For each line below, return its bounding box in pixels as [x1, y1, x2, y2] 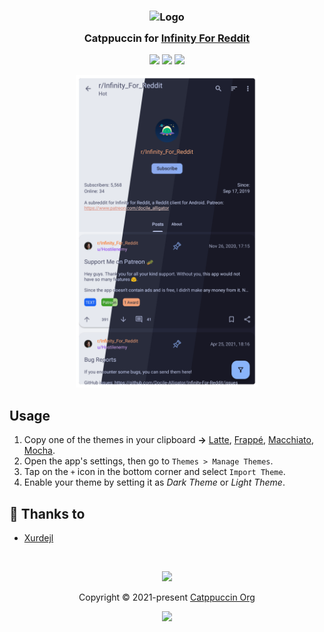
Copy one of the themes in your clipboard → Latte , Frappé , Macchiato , [23, 434, 314, 446]
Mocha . [23, 445, 56, 457]
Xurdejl [23, 531, 54, 544]
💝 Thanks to [9, 505, 86, 522]
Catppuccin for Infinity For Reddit [83, 31, 251, 45]
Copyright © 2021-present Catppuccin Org [78, 591, 256, 603]
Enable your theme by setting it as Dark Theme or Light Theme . [23, 476, 286, 489]
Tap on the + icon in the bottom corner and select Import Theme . [23, 466, 286, 478]
